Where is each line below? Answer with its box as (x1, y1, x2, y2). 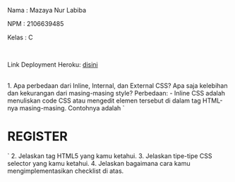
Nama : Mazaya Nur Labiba (7, 6, 87, 14)
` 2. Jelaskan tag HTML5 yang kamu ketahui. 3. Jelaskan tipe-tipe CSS (7, 151, 213, 160)
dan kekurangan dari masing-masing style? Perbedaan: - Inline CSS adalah (7, 89, 226, 97)
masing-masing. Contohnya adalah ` (19, 104, 125, 112)
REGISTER (7, 129, 68, 145)
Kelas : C (7, 33, 33, 41)
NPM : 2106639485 (7, 20, 64, 27)
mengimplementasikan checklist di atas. (7, 167, 124, 175)
